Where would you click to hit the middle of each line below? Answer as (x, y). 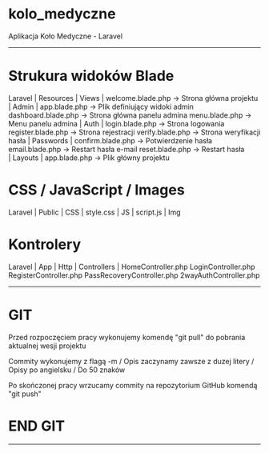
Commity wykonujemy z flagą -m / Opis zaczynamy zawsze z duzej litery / (131, 361)
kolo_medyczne (62, 14)
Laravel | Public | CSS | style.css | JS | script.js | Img (95, 212)
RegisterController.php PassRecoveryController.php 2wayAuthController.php (134, 275)
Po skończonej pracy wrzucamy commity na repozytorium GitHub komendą (133, 385)
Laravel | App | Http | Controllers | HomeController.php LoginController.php (132, 267)
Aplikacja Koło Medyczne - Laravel (65, 36)
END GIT (37, 426)
